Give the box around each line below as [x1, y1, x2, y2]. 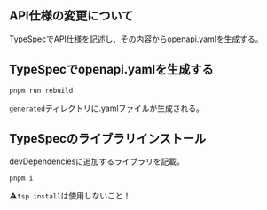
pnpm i [9, 174, 34, 183]
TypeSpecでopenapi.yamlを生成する [9, 62, 215, 77]
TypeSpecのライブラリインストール [9, 131, 207, 146]
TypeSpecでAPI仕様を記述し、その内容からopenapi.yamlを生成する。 [9, 34, 263, 44]
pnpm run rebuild [9, 86, 74, 95]
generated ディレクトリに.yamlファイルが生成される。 [9, 103, 204, 113]
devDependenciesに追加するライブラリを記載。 [9, 156, 185, 167]
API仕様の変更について [9, 8, 134, 24]
